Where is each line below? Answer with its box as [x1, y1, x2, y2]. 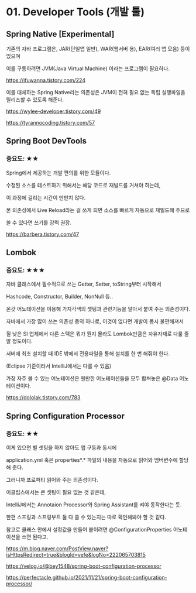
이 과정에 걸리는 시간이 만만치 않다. [6, 194, 86, 201]
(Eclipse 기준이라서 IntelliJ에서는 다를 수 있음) [6, 362, 112, 369]
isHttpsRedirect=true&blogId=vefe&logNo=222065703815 [6, 551, 146, 558]
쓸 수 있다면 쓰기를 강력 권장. [6, 219, 72, 226]
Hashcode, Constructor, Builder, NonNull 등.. [6, 293, 113, 300]
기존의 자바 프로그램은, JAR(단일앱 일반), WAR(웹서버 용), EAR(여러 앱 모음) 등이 [6, 45, 190, 52]
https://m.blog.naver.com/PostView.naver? [6, 545, 109, 552]
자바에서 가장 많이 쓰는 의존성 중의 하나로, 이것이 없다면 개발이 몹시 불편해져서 [6, 318, 184, 325]
